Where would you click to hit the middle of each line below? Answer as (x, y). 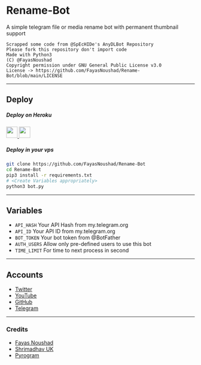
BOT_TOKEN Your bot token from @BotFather (68, 238)
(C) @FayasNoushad (29, 60)
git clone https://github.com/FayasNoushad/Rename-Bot (76, 164)
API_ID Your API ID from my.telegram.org (65, 232)
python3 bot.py (25, 186)
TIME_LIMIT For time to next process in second (72, 250)
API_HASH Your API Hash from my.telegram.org (71, 225)
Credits (17, 330)
